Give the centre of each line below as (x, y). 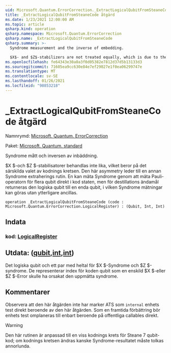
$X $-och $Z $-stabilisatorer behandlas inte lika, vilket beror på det (76, 165)
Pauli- (158, 176)
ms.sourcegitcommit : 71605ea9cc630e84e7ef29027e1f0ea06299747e (74, 67)
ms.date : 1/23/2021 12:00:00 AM (39, 19)
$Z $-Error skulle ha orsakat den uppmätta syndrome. (62, 276)
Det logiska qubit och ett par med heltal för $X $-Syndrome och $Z (76, 265)
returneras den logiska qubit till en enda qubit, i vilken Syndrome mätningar (84, 187)
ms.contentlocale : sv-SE (32, 76)
